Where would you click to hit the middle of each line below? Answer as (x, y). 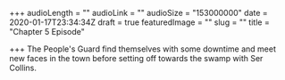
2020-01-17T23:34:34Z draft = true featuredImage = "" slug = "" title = (139, 22)
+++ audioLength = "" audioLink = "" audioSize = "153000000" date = (138, 13)
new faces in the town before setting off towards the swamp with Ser (136, 58)
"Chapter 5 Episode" (47, 32)
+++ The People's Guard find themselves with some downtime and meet (143, 49)
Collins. (23, 68)
